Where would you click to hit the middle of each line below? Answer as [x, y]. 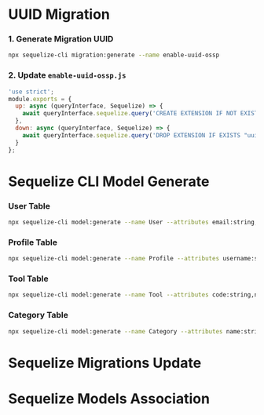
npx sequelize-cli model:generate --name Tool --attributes [109, 295]
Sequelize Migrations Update [105, 363]
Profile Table [33, 242]
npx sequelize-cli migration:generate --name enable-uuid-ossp [114, 55]
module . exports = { [40, 99]
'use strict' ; [31, 92]
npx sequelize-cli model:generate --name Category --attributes [115, 331]
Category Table [38, 315]
